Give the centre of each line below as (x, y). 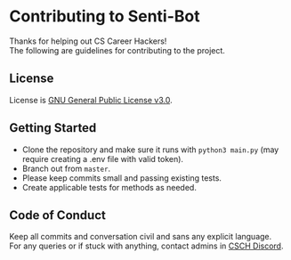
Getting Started (53, 128)
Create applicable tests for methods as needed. (109, 187)
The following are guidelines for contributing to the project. (117, 50)
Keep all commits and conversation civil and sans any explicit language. (141, 237)
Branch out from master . (66, 168)
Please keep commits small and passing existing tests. (122, 178)
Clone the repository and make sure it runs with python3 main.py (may (150, 150)
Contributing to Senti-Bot (105, 16)
